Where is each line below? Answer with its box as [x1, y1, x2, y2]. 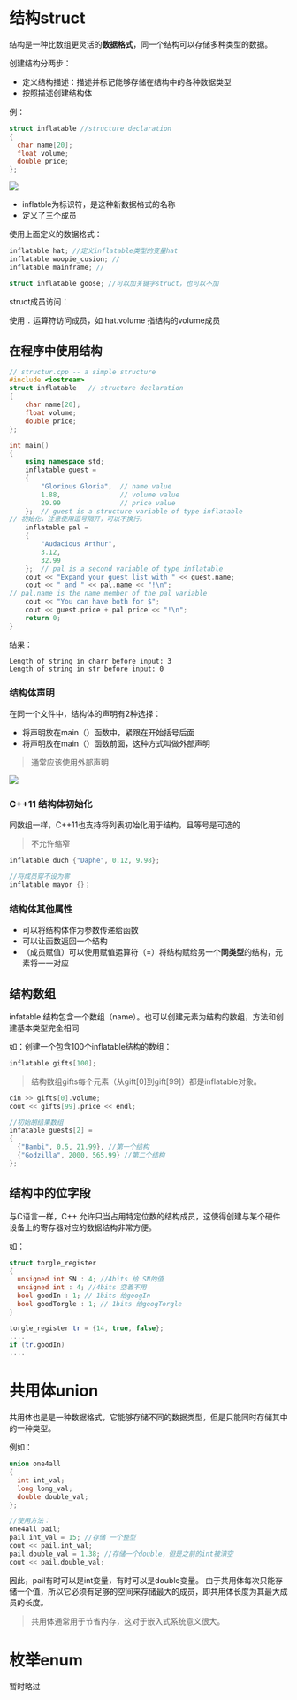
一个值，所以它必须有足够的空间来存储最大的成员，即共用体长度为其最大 [16, 1586, 280, 1596]
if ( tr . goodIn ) [9, 1340, 65, 1350]
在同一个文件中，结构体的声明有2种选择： [9, 708, 162, 719]
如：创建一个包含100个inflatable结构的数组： [9, 1041, 172, 1051]
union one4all [9, 1459, 62, 1469]
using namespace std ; [25, 458, 104, 466]
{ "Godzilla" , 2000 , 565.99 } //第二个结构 [17, 1151, 165, 1160]
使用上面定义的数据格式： [9, 229, 103, 240]
